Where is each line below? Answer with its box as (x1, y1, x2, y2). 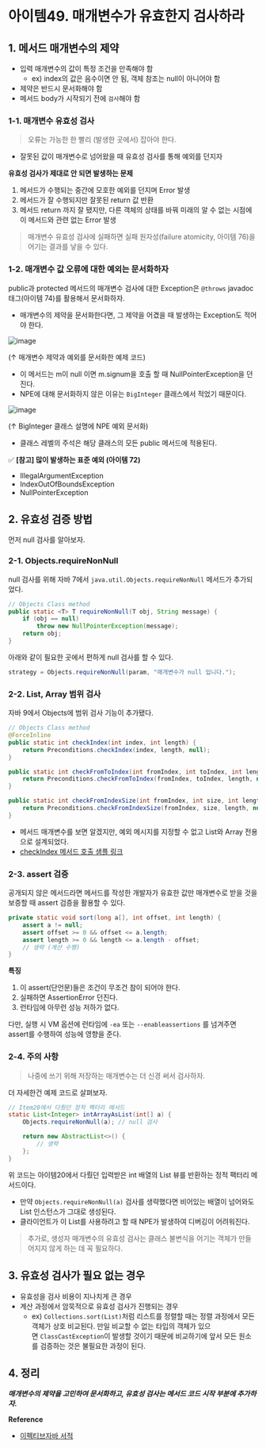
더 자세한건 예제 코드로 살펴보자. (8, 1088, 108, 1097)
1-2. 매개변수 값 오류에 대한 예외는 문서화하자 (8, 263, 169, 275)
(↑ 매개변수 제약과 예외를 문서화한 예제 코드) (8, 352, 146, 362)
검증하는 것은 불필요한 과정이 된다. (40, 1341, 146, 1350)
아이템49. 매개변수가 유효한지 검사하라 (8, 7, 245, 25)
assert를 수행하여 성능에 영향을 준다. (8, 1029, 122, 1039)
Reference (8, 1415, 44, 1424)
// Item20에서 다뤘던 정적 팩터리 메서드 (8, 1104, 125, 1112)
